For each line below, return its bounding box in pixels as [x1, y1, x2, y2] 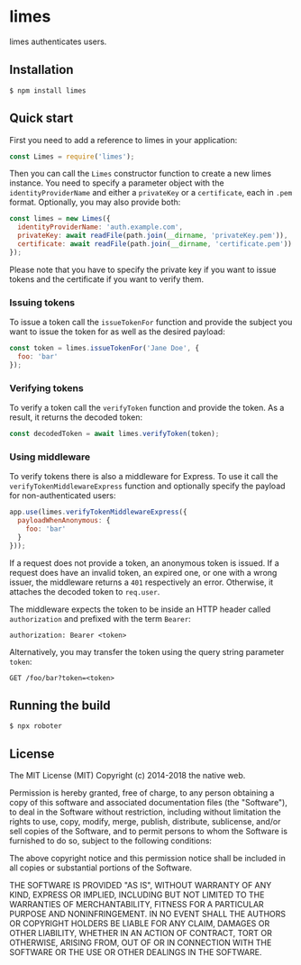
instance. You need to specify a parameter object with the [9, 178, 224, 188]
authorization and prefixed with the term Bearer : [9, 613, 191, 624]
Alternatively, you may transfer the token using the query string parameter [9, 646, 285, 657]
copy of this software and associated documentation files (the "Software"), [9, 797, 288, 808]
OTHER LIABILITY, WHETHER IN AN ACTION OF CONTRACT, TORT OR [9, 928, 272, 939]
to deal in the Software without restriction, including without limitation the [9, 806, 281, 817]
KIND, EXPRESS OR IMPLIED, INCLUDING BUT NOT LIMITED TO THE [9, 889, 265, 900]
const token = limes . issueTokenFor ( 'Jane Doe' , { [9, 344, 200, 353]
